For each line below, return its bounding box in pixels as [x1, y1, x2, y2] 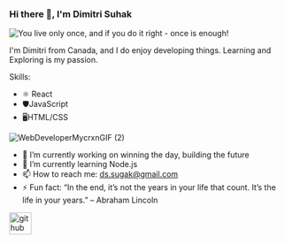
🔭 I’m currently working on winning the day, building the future [21, 149, 250, 160]
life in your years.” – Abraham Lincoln [21, 194, 158, 206]
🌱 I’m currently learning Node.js [21, 159, 138, 170]
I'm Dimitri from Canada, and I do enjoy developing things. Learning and [9, 45, 272, 56]
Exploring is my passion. [9, 55, 99, 65]
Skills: [9, 72, 31, 82]
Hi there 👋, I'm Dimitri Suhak [9, 8, 133, 20]
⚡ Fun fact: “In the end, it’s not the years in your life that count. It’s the [21, 182, 276, 193]
